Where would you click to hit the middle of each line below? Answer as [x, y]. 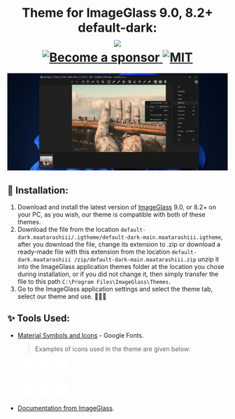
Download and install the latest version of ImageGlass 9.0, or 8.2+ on [117, 207]
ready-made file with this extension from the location [93, 252]
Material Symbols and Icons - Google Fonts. [81, 335]
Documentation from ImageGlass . [66, 408]
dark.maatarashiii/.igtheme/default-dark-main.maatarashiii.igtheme [119, 237]
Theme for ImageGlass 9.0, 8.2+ [117, 13]
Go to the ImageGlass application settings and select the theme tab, [115, 289]
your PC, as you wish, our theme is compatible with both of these [112, 214]
